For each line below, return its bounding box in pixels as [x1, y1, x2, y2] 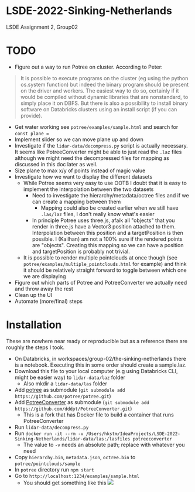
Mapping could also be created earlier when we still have [40, 204, 179, 211]
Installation [6, 318, 62, 332]
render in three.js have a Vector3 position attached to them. [32, 223, 176, 230]
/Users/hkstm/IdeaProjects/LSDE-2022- [85, 430, 180, 437]
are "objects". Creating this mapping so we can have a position [32, 241, 184, 248]
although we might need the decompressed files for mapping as [14, 154, 170, 162]
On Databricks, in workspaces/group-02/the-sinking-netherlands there [14, 355, 186, 362]
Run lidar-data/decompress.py [14, 423, 89, 430]
